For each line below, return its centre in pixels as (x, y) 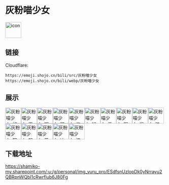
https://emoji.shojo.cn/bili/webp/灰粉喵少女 (52, 81)
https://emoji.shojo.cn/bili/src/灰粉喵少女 (51, 75)
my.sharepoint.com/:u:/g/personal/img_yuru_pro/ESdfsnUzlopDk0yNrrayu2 (84, 172)
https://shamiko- (23, 166)
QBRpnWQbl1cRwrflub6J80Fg (37, 177)
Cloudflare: (17, 65)
